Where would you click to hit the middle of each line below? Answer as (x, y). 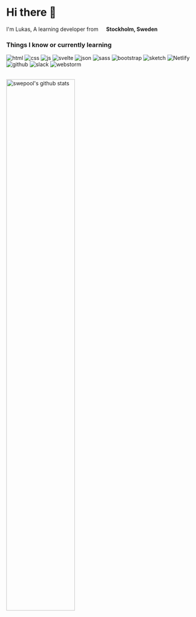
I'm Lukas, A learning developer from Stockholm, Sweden (82, 29)
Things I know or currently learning (59, 45)
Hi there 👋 (31, 12)
